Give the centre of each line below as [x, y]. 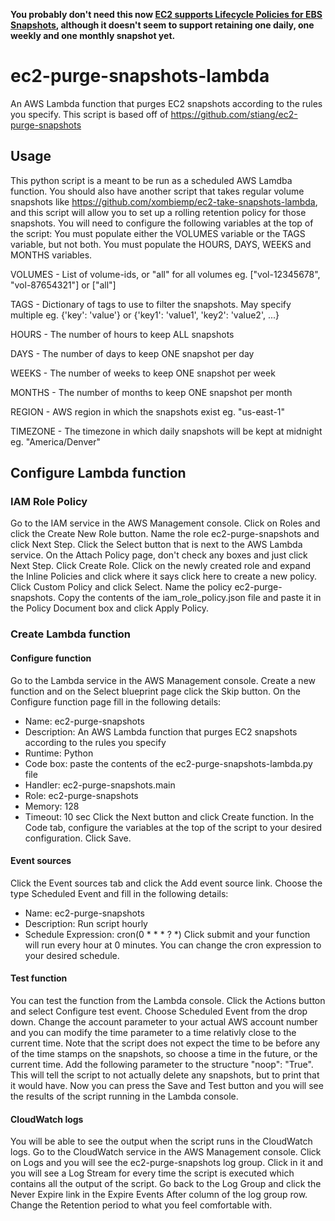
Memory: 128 [52, 806]
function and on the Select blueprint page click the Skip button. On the [155, 691]
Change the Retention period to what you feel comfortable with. [141, 1205]
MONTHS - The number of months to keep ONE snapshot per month [151, 392]
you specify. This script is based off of [89, 114]
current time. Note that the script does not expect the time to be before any [165, 1043]
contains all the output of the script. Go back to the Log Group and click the [166, 1184]
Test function [39, 978]
